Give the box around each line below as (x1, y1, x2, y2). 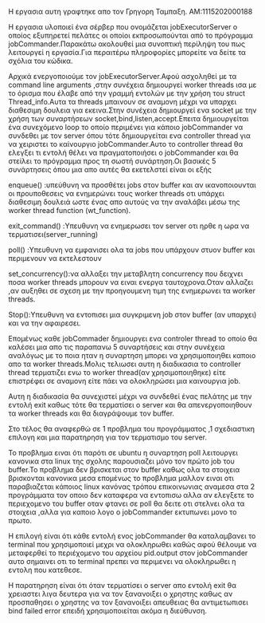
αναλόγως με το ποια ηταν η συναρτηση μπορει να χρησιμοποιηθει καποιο (8, 351, 256, 360)
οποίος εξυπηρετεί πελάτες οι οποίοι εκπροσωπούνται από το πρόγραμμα (8, 31, 253, 40)
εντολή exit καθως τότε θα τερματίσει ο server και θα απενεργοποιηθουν (8, 400, 252, 409)
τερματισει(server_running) (8, 230, 99, 239)
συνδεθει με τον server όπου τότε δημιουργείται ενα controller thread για (8, 131, 251, 140)
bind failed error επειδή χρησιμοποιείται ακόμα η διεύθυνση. (8, 606, 207, 615)
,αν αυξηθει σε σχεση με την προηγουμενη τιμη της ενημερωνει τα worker (8, 286, 256, 295)
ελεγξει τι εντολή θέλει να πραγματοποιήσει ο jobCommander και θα (8, 148, 239, 157)
